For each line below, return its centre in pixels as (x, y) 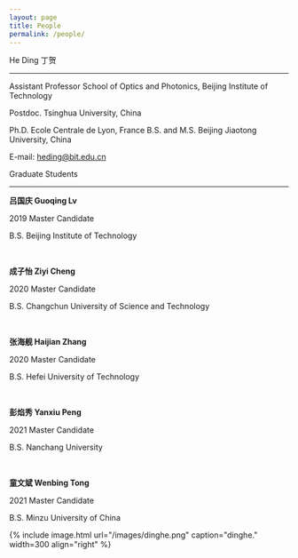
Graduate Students (43, 174)
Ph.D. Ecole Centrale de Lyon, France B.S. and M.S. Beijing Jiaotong (133, 131)
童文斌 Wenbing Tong (50, 483)
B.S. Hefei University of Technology (74, 377)
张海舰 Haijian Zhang (48, 342)
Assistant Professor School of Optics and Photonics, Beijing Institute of (139, 86)
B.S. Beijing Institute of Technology (73, 235)
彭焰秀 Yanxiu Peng (45, 412)
